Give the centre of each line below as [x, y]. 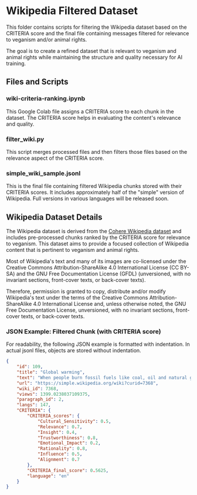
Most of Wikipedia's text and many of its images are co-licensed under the [96, 261]
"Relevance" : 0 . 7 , [60, 427]
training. [16, 63]
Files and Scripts [37, 82]
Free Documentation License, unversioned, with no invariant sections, [90, 310]
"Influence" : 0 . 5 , [60, 454]
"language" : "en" [48, 476]
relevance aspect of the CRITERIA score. [55, 158]
